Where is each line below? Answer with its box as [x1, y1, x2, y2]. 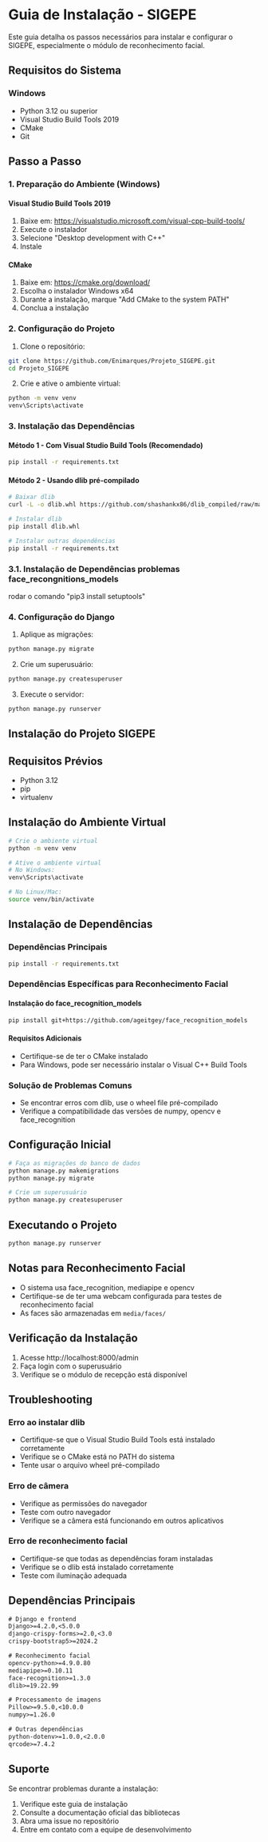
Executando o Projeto [8, 1218, 117, 1232]
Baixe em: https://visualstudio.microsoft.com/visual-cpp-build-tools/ [19, 216, 246, 226]
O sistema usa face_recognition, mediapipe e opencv [19, 1282, 195, 1293]
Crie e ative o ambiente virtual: [19, 378, 121, 389]
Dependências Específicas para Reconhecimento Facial [8, 978, 229, 989]
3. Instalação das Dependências [8, 421, 136, 432]
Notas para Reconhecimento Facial [8, 1261, 186, 1275]
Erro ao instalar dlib [8, 1416, 85, 1428]
